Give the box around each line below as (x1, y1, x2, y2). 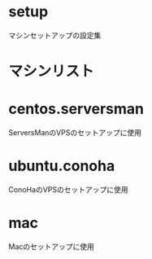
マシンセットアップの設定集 (8, 30, 102, 40)
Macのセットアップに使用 (8, 241, 95, 251)
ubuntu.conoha (8, 157, 115, 175)
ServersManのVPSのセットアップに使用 (8, 128, 142, 138)
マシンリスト (8, 62, 95, 81)
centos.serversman (8, 100, 145, 118)
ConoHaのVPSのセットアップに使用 (8, 185, 128, 194)
